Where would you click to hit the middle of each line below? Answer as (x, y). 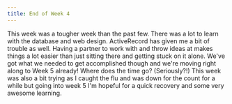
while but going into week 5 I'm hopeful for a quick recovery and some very (116, 85)
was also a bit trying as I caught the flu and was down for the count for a (111, 78)
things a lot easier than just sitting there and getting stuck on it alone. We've (116, 56)
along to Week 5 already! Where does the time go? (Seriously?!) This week (114, 70)
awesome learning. (34, 93)
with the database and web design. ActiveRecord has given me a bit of (109, 41)
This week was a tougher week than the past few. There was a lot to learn (113, 34)
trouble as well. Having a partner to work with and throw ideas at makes (110, 48)
